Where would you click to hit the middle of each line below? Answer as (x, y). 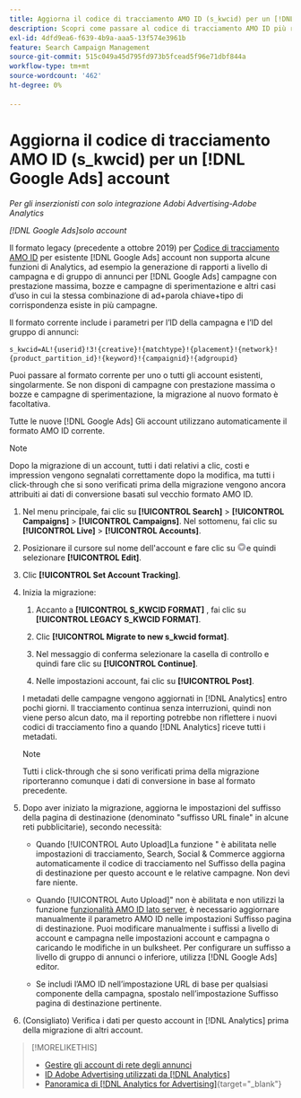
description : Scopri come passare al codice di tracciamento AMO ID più (148, 28)
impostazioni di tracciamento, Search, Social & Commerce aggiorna (160, 854)
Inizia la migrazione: (59, 592)
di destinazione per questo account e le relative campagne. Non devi (163, 873)
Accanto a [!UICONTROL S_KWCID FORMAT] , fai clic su (141, 610)
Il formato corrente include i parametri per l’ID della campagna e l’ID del (141, 322)
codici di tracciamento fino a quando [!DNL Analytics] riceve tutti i (144, 726)
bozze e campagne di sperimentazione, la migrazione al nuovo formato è (144, 394)
